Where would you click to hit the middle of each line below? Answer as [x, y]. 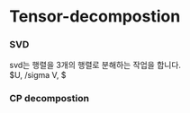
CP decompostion [50, 99]
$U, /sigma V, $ [38, 75]
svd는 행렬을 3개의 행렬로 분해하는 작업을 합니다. [95, 65]
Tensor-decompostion [95, 17]
